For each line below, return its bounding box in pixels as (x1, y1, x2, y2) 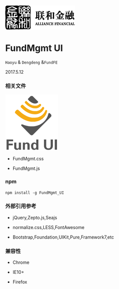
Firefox (12, 279, 28, 285)
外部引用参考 (5, 203, 37, 210)
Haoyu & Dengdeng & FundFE (5, 59, 58, 65)
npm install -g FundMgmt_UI (5, 190, 65, 195)
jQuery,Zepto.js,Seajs (12, 214, 57, 220)
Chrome (12, 259, 30, 265)
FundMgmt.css (12, 156, 44, 162)
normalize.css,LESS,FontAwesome (12, 224, 85, 230)
